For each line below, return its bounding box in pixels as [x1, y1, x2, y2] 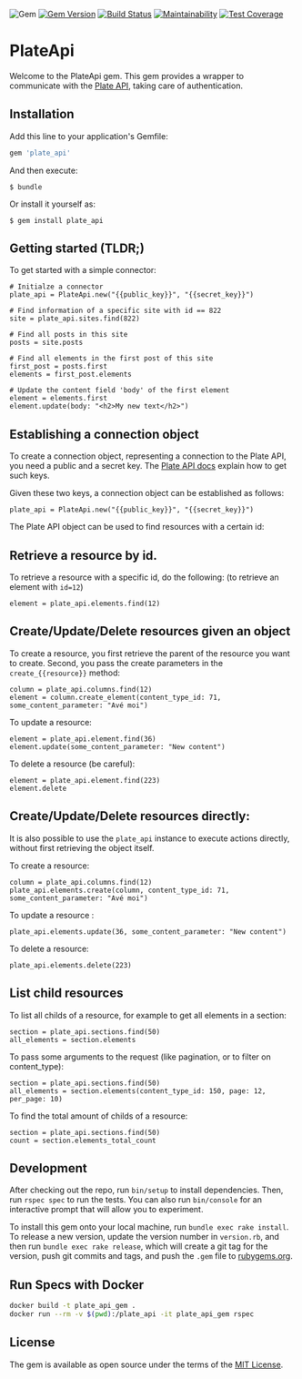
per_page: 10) [9, 1094, 64, 1103]
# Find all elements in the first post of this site [9, 354, 214, 363]
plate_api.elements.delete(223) [9, 960, 132, 969]
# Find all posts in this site [9, 330, 128, 340]
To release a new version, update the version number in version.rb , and [9, 1232, 280, 1242]
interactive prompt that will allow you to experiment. [9, 1204, 204, 1215]
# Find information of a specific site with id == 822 [9, 306, 222, 316]
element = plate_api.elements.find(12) [9, 599, 161, 609]
